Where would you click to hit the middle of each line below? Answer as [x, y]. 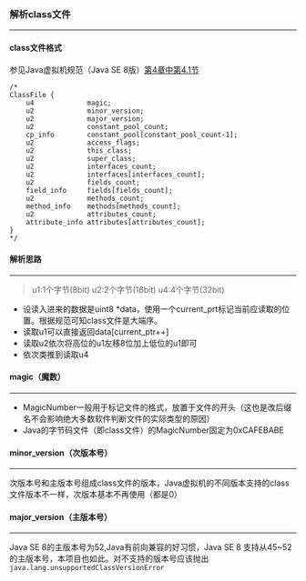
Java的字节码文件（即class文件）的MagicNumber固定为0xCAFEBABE [153, 430]
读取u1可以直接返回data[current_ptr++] [96, 331]
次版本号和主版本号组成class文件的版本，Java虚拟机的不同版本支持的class [149, 483]
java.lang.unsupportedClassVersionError [87, 568]
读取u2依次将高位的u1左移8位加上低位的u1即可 [110, 343]
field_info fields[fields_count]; [99, 190]
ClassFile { [32, 95]
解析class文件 [40, 14]
